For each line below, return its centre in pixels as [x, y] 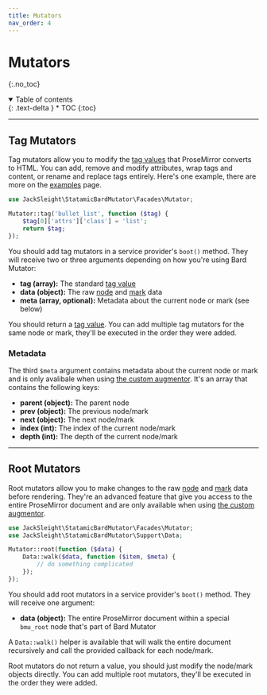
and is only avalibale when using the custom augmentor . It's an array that [128, 379]
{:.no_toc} [24, 84]
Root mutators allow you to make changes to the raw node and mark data [128, 488]
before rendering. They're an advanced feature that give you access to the [130, 496]
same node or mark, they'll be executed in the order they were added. [122, 332]
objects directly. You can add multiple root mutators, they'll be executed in [130, 674]
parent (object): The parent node [74, 403]
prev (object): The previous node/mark [84, 411]
